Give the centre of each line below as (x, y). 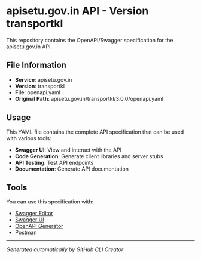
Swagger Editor (34, 214)
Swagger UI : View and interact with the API (68, 150)
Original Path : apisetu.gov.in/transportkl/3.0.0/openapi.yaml (89, 98)
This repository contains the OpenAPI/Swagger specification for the (90, 40)
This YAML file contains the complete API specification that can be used (95, 132)
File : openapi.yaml (38, 92)
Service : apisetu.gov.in (43, 79)
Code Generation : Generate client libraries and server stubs (89, 156)
